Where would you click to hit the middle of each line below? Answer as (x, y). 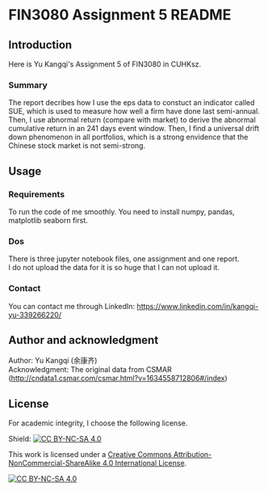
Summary (28, 85)
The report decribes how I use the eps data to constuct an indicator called (132, 103)
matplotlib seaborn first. (48, 220)
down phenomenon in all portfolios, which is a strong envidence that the (128, 137)
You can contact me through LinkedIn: (72, 306)
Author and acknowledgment (84, 340)
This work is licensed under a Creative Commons (90, 455)
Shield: (20, 439)
